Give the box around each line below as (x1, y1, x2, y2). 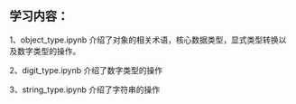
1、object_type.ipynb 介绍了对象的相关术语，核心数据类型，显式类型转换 (9, 34, 280, 45)
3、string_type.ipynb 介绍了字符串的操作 (9, 84, 161, 95)
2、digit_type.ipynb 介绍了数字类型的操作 (9, 64, 163, 75)
